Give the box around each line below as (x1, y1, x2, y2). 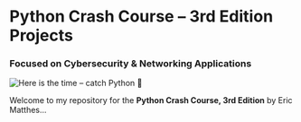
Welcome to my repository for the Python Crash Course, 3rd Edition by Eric (9, 95, 293, 106)
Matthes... (9, 105, 47, 116)
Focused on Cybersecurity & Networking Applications (9, 57, 252, 70)
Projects (9, 25, 74, 46)
